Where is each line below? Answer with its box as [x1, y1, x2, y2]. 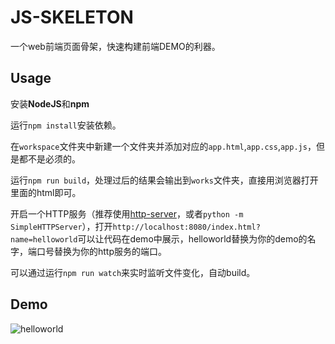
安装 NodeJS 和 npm [10, 97, 90, 110]
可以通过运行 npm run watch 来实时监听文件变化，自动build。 [10, 266, 256, 278]
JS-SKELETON [10, 6, 134, 29]
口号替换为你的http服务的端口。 [36, 245, 168, 257]
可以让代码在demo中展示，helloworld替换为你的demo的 [77, 232, 308, 245]
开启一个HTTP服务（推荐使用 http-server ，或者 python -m [10, 207, 244, 220]
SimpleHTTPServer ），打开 [10, 220, 113, 232]
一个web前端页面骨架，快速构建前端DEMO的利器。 [10, 40, 221, 52]
